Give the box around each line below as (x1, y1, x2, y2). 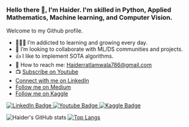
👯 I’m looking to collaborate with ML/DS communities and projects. (15, 45, 183, 53)
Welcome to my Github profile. (6, 27, 83, 34)
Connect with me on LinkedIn (15, 77, 89, 85)
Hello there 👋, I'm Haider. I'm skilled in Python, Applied (6, 6, 171, 14)
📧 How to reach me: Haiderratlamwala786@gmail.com (15, 61, 152, 69)
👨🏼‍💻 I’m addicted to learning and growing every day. (15, 39, 148, 47)
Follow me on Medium (15, 83, 72, 91)
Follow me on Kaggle (15, 90, 69, 98)
